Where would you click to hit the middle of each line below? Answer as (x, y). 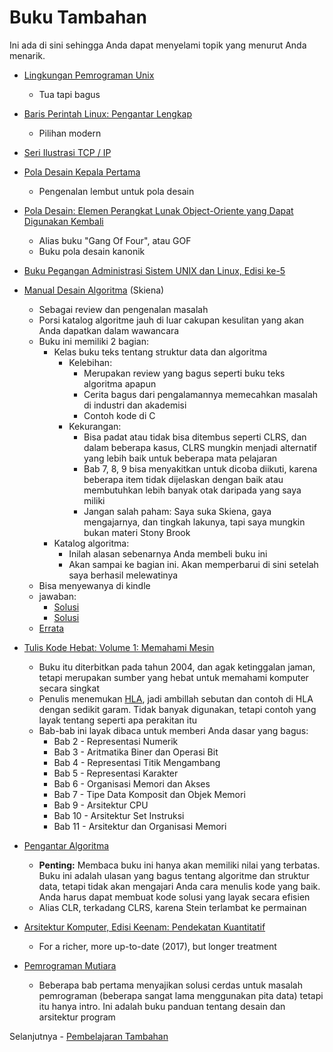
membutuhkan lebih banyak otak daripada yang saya (192, 490)
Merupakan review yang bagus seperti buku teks (184, 373)
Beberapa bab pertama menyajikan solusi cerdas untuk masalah (170, 985)
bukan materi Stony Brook (137, 532)
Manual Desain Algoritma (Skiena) (94, 290)
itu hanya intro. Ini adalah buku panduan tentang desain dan (162, 1006)
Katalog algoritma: (91, 543)
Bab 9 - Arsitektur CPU (101, 805)
